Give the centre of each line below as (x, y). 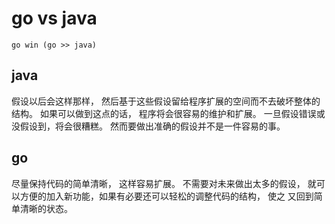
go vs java (54, 18)
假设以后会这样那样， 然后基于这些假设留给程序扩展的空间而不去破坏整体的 (166, 101)
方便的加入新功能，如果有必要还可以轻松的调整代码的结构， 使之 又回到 (166, 196)
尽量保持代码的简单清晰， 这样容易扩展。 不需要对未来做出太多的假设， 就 (164, 183)
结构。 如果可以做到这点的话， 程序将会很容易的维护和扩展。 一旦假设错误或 (168, 113)
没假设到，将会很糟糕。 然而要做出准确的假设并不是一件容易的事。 (148, 126)
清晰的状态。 (46, 208)
